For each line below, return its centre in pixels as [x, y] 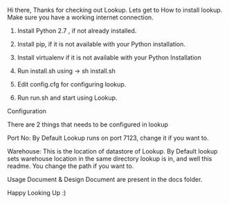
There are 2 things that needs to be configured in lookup [88, 124]
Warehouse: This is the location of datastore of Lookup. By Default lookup [112, 151]
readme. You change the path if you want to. [71, 166]
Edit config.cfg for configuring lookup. [72, 84]
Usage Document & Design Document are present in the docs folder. [105, 179]
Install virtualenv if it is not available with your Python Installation [109, 57]
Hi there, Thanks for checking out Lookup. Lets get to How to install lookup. [115, 10]
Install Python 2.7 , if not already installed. [77, 31]
